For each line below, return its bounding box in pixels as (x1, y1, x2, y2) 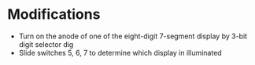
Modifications (7, 5, 101, 23)
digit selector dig (18, 39, 74, 49)
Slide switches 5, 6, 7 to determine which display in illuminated (18, 48, 222, 57)
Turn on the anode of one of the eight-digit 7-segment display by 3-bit (18, 31, 248, 41)
